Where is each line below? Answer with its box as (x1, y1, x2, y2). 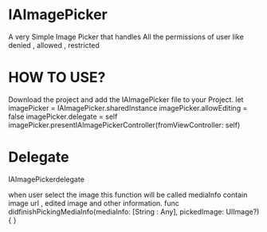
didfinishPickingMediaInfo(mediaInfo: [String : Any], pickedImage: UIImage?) (8, 206, 260, 216)
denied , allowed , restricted (8, 40, 100, 49)
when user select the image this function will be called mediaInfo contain (8, 190, 248, 199)
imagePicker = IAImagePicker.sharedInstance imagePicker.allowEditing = (8, 103, 248, 112)
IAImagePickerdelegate (8, 174, 85, 184)
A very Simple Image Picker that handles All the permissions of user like (8, 32, 245, 41)
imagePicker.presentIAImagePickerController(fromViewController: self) (8, 120, 241, 129)
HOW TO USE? (8, 69, 106, 87)
